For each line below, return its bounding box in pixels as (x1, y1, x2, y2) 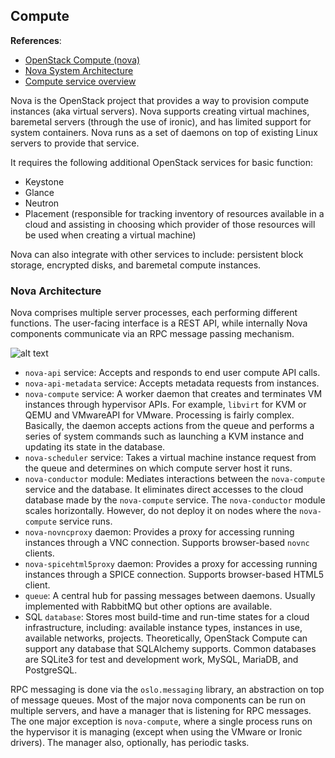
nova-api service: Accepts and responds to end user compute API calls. (24, 367, 321, 379)
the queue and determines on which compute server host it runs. (24, 462, 293, 474)
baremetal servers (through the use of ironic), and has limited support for (10, 115, 312, 128)
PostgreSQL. (24, 664, 78, 676)
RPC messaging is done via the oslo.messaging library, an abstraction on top (10, 684, 325, 696)
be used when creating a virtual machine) (24, 229, 197, 241)
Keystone (24, 175, 65, 188)
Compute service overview (24, 75, 137, 87)
